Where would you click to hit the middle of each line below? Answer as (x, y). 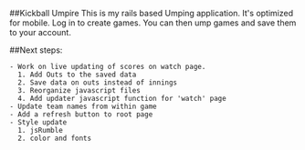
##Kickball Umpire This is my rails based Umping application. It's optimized (152, 13)
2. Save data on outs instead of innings (98, 83)
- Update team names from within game (83, 106)
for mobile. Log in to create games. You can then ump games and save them (153, 23)
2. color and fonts (55, 138)
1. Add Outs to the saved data (77, 75)
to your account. (40, 32)
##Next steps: (36, 50)
